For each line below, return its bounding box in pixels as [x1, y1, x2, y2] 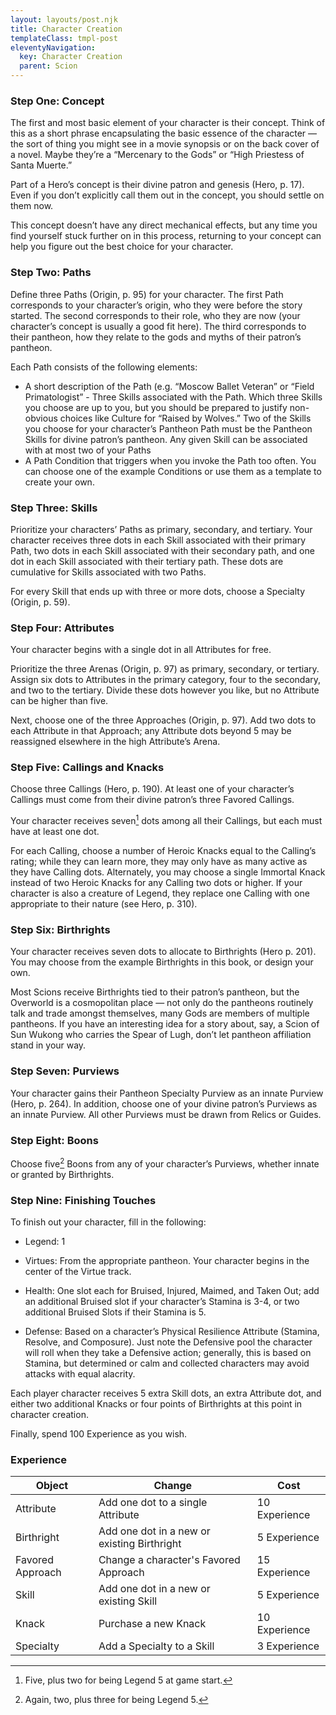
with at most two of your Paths [24, 444, 152, 456]
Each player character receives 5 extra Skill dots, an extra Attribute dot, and [10, 1387, 322, 1399]
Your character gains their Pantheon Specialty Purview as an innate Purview [10, 1087, 324, 1099]
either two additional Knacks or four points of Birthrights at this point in [10, 1397, 303, 1410]
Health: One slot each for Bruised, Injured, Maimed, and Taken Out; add [24, 1284, 320, 1296]
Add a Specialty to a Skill [98, 1639, 215, 1653]
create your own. [24, 476, 95, 488]
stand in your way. [10, 1039, 87, 1051]
